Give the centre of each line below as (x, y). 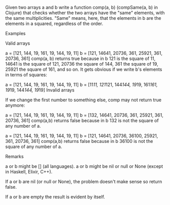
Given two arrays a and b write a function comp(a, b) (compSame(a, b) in (82, 7)
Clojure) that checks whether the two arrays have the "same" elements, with (85, 13)
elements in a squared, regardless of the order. (54, 23)
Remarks (14, 156)
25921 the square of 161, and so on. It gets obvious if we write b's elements (84, 69)
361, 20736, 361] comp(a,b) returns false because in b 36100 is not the (79, 141)
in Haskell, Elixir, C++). (29, 172)
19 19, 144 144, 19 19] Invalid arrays (40, 90)
